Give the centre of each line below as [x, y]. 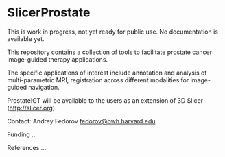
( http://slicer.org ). [32, 108]
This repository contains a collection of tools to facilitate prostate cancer [110, 52]
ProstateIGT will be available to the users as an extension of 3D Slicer [105, 100]
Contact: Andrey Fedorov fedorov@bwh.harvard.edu [81, 121]
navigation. [44, 87]
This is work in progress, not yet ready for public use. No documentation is [113, 32]
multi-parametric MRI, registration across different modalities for [98, 80]
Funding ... [22, 134]
